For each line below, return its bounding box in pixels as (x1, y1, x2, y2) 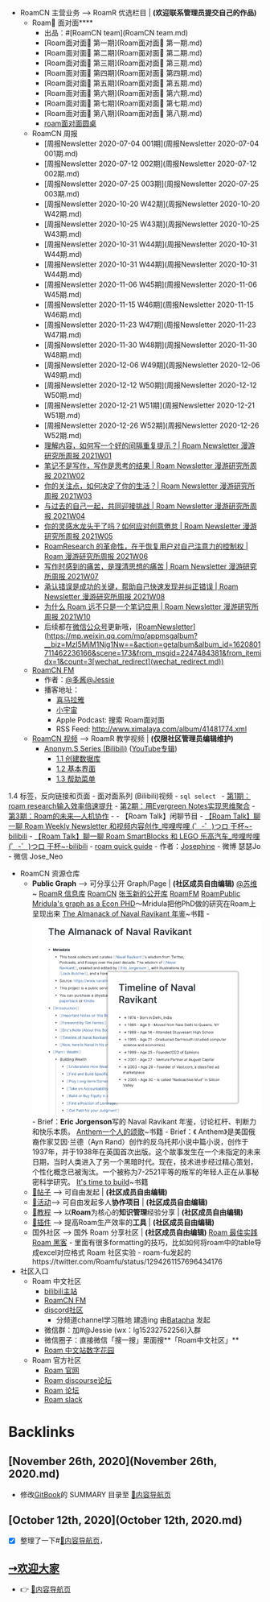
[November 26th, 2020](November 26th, (8, 1455, 217, 1468)
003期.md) (43, 189, 80, 198)
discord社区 (43, 1305, 84, 1314)
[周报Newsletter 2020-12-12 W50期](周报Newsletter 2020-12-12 (43, 380, 257, 390)
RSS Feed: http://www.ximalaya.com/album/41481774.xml (55, 724, 247, 734)
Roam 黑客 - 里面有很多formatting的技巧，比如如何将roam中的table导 (31, 1237, 262, 1247)
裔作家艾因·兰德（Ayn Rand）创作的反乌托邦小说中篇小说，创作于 (31, 1136, 249, 1146)
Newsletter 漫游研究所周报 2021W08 (43, 592, 166, 601)
